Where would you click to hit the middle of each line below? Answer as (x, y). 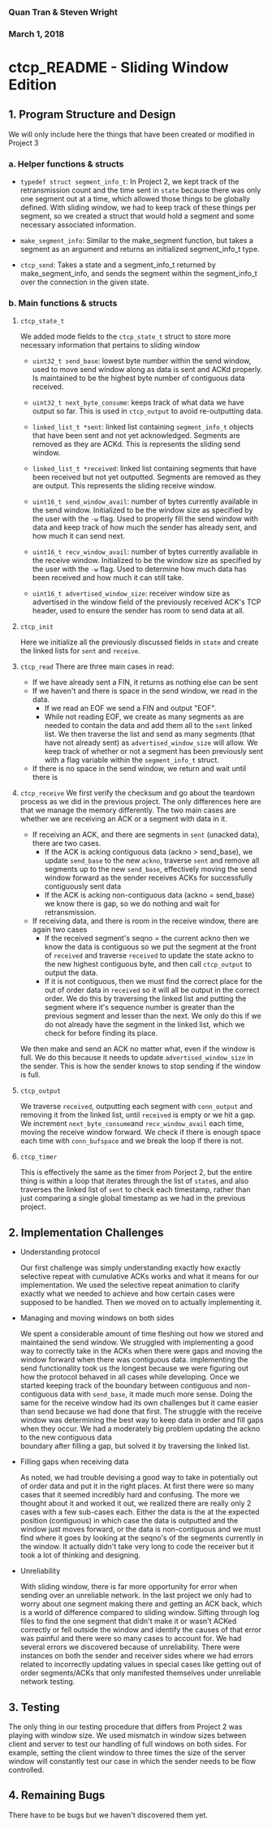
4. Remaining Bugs (57, 1795)
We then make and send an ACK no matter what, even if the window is (138, 1049)
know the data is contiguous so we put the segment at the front (151, 947)
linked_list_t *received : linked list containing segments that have (145, 469)
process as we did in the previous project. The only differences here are (140, 802)
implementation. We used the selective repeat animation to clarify (130, 1285)
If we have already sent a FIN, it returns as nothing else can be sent (145, 682)
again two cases (60, 929)
